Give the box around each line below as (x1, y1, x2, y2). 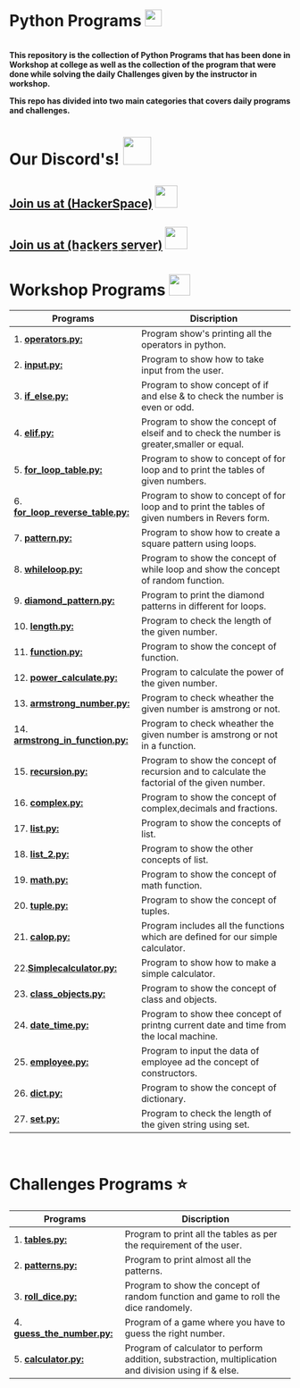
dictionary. (141, 1092, 187, 1105)
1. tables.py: (13, 1233, 68, 1246)
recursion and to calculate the (141, 765, 266, 778)
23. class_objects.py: (13, 988, 105, 1000)
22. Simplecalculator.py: (13, 962, 118, 974)
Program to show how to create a (141, 526, 281, 538)
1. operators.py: (13, 332, 83, 345)
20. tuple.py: (13, 899, 69, 912)
